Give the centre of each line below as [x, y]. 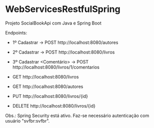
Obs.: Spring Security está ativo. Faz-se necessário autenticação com [77, 115]
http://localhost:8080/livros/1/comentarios [56, 67]
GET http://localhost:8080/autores [48, 86]
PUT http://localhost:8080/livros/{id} [50, 96]
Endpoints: [16, 32]
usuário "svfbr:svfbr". [27, 120]
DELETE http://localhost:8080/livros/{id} [54, 105]
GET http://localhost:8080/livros [45, 76]
